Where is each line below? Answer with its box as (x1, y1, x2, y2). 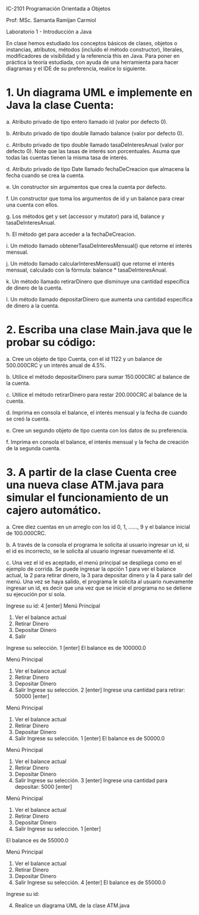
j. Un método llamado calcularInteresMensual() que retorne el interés (6, 260, 175, 267)
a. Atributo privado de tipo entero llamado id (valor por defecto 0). (6, 118, 168, 125)
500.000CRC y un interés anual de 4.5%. (6, 362, 107, 369)
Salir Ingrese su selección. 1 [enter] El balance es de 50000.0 (14, 735, 165, 742)
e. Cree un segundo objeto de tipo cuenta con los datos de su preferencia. (6, 427, 188, 434)
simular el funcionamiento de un (6, 491, 169, 505)
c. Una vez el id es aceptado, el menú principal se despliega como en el (6, 559, 182, 566)
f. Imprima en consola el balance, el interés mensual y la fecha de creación (6, 438, 189, 446)
